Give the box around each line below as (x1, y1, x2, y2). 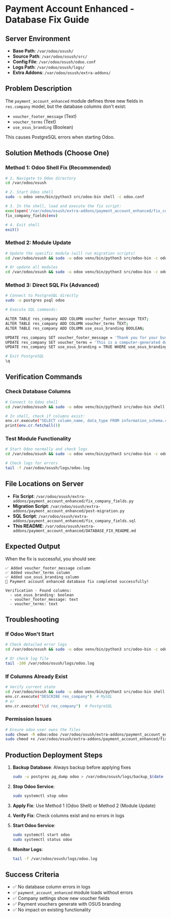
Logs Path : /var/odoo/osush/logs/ (12, 64, 85, 70)
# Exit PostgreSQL (5, 354, 44, 359)
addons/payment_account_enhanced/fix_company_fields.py (12, 499, 134, 504)
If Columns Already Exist (5, 673, 68, 680)
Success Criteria (5, 870, 60, 879)
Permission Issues (5, 716, 52, 723)
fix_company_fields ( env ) (5, 213, 58, 218)
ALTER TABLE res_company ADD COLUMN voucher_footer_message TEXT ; (5, 316, 149, 322)
